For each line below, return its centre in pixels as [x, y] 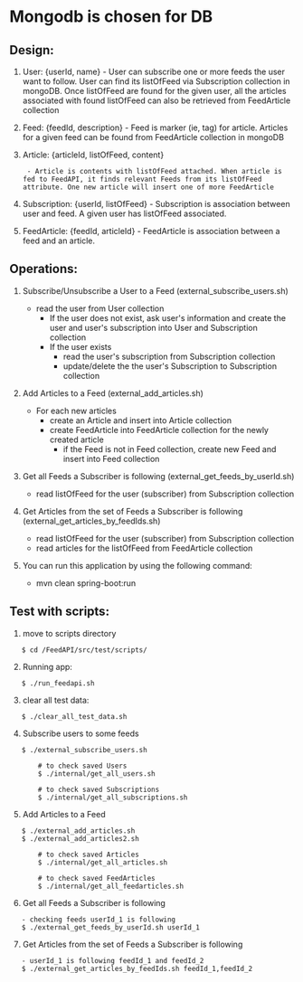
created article [76, 439]
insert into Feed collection [111, 458]
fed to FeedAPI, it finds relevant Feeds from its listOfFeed [142, 179]
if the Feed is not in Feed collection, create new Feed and [170, 449]
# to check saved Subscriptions [99, 789]
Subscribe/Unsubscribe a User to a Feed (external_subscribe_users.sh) [156, 290]
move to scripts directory [69, 633]
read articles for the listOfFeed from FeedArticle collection [144, 548]
